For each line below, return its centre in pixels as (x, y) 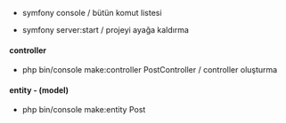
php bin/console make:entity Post (84, 110)
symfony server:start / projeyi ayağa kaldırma (106, 30)
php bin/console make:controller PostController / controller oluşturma (150, 70)
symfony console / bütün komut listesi (92, 13)
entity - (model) (39, 90)
